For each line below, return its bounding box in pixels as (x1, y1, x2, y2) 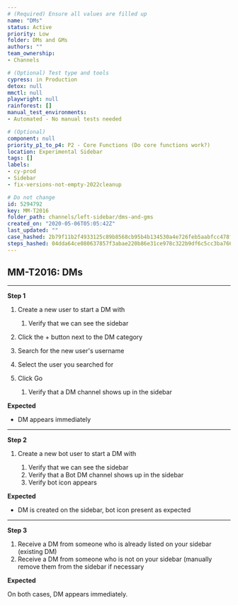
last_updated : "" (7, 227, 59, 234)
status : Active (7, 23, 52, 30)
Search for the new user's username (17, 347, 125, 355)
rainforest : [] (7, 102, 52, 110)
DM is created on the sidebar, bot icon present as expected (17, 506, 191, 514)
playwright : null (7, 96, 59, 103)
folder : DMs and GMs (7, 37, 69, 44)
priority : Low (7, 30, 50, 38)
